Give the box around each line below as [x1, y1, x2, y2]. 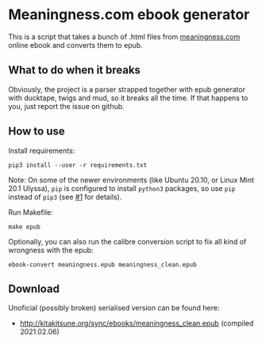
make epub [8, 223, 41, 231]
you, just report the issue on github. [8, 101, 125, 111]
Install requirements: [8, 146, 75, 155]
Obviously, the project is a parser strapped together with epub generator [8, 84, 246, 94]
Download [8, 282, 60, 295]
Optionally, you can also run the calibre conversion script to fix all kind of [8, 236, 247, 246]
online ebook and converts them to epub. [8, 40, 143, 49]
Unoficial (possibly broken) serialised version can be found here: [8, 303, 220, 313]
